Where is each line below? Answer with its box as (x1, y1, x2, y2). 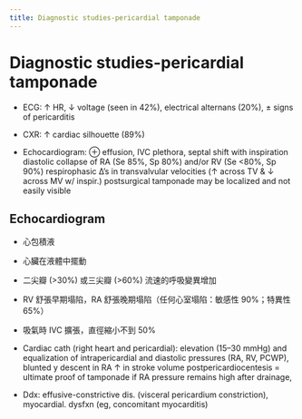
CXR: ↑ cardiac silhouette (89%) (22, 129, 145, 140)
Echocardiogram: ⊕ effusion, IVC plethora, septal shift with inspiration (22, 146, 288, 157)
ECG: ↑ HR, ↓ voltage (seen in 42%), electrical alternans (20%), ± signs (22, 102, 294, 112)
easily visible (22, 185, 72, 196)
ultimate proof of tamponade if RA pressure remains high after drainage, (22, 372, 293, 383)
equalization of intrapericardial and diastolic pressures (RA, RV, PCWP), (22, 353, 289, 364)
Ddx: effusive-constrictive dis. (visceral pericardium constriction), (22, 389, 269, 400)
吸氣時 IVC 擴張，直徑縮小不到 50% (22, 325, 156, 336)
